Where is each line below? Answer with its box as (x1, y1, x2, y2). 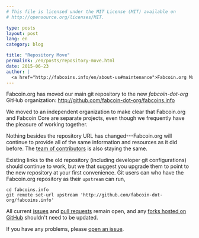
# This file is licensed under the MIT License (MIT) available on (6, 8, 176, 15)
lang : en (6, 36, 28, 42)
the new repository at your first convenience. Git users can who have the (6, 169, 184, 176)
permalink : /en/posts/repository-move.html (6, 58, 115, 64)
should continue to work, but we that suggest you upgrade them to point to (6, 163, 190, 170)
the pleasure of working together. (6, 121, 88, 128)
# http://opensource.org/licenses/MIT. (6, 14, 105, 20)
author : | (6, 69, 31, 75)
